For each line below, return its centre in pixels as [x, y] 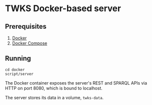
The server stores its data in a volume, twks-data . [54, 97]
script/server [19, 74]
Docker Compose [30, 43]
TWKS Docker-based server [63, 9]
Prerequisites [26, 26]
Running [18, 59]
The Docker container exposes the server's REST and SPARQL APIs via [76, 83]
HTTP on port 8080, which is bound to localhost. [54, 88]
